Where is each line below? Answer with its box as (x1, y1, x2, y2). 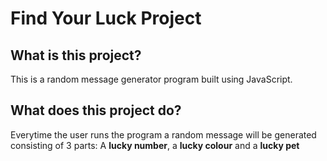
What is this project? (10, 47, 142, 64)
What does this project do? (10, 102, 182, 119)
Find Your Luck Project (10, 7, 202, 30)
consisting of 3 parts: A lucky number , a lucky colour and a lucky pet (10, 139, 300, 151)
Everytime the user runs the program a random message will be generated (10, 128, 317, 141)
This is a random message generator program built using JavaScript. (10, 73, 293, 85)
